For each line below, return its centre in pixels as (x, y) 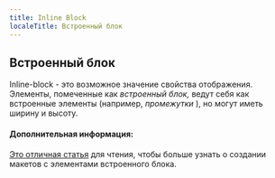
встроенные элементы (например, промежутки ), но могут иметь (136, 104)
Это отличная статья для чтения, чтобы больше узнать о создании (138, 154)
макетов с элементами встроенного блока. (93, 164)
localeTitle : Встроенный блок (66, 26)
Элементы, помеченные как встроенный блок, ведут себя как (129, 94)
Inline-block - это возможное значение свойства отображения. (131, 84)
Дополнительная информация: (71, 134)
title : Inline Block (48, 18)
